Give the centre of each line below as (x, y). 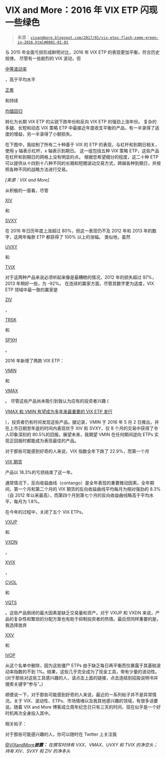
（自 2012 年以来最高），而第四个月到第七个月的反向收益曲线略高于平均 (77, 495)
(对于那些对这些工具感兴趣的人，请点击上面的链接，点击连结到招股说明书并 (82, 678)
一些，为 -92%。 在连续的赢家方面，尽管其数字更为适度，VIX (91, 283)
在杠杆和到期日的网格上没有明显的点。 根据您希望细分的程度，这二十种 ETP (82, 157)
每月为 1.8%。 (28, 501)
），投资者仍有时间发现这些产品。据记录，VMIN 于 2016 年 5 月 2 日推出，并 (82, 422)
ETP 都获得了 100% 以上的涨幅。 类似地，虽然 (83, 237)
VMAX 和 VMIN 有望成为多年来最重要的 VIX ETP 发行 (59, 411)
